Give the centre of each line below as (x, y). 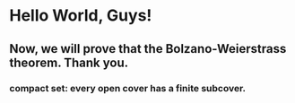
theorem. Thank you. (69, 62)
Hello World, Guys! (81, 16)
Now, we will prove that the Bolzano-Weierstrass (148, 49)
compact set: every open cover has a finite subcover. (128, 88)
